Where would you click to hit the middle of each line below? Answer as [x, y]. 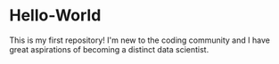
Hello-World [55, 16]
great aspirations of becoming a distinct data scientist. [109, 49]
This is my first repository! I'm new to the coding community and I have [139, 40]
